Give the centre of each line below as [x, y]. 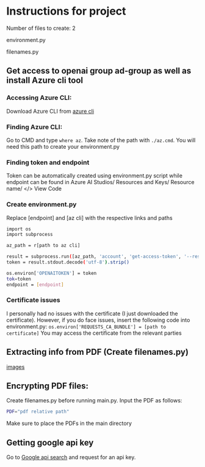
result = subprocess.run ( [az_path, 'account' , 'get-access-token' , [94, 257]
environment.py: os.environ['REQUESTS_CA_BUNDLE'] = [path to [86, 326]
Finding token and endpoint [48, 162]
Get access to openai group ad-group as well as [99, 71]
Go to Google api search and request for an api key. [71, 457]
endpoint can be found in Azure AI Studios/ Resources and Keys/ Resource [100, 182]
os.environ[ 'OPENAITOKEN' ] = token [52, 273]
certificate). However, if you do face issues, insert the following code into [98, 320]
